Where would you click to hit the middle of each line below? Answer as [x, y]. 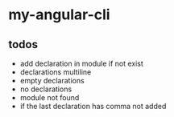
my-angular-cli [59, 15]
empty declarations [52, 81]
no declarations [46, 89]
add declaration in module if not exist [81, 63]
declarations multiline [56, 72]
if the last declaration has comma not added [93, 106]
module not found [50, 97]
